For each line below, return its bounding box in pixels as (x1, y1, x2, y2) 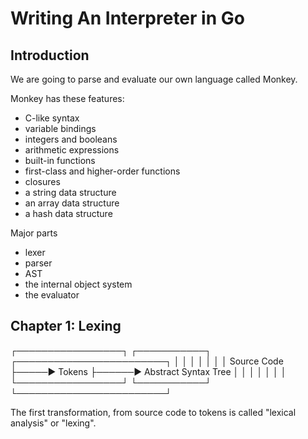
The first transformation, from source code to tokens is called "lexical (10, 406, 297, 418)
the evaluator (24, 289, 80, 301)
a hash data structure (24, 208, 113, 219)
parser (24, 257, 53, 269)
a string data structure (24, 187, 117, 198)
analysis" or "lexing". (10, 417, 97, 429)
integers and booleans (24, 133, 118, 145)
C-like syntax (24, 112, 80, 124)
